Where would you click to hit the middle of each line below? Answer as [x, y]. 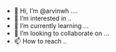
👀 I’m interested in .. [43, 18]
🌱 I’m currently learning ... [51, 26]
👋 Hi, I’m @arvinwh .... [46, 11]
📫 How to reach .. [40, 41]
